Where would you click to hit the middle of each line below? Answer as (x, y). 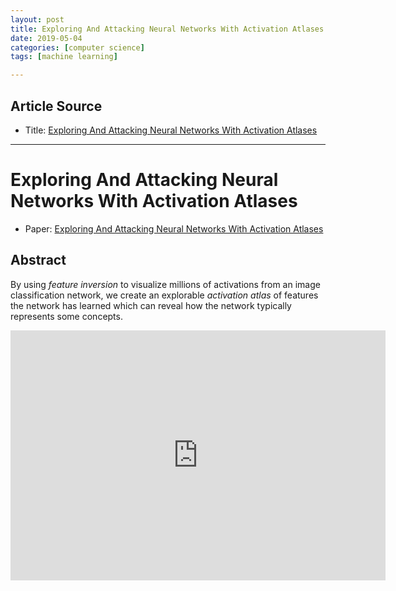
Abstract (38, 260)
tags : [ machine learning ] (64, 57)
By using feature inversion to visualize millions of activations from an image (165, 284)
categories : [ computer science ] (77, 47)
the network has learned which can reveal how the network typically (151, 305)
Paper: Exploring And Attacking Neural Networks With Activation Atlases (174, 228)
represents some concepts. (66, 316)
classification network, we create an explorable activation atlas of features (164, 295)
